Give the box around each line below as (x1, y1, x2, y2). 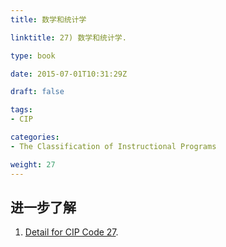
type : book (10, 51, 56, 61)
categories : (10, 132, 60, 142)
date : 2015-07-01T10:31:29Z (10, 69, 128, 79)
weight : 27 (10, 159, 56, 170)
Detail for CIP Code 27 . (24, 226, 119, 238)
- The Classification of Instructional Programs (10, 141, 217, 151)
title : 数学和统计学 (10, 14, 87, 25)
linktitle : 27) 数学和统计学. (10, 32, 127, 43)
